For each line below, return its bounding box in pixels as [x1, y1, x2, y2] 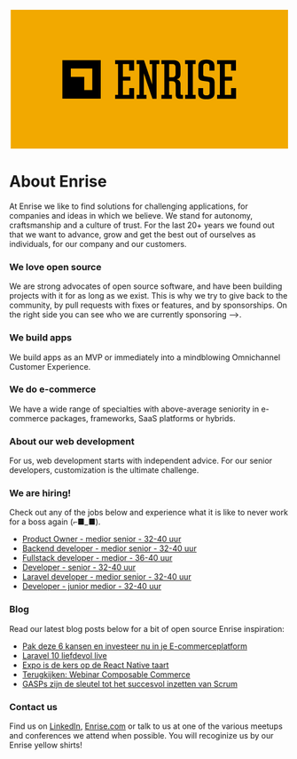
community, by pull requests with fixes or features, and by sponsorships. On [9, 300, 288, 311]
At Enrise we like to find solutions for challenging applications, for [9, 201, 248, 212]
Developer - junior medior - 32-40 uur [21, 581, 162, 592]
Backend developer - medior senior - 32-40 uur [21, 543, 197, 554]
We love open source [9, 260, 102, 273]
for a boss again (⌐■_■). [9, 516, 101, 527]
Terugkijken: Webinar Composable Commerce [21, 668, 191, 680]
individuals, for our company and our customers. [9, 238, 187, 249]
